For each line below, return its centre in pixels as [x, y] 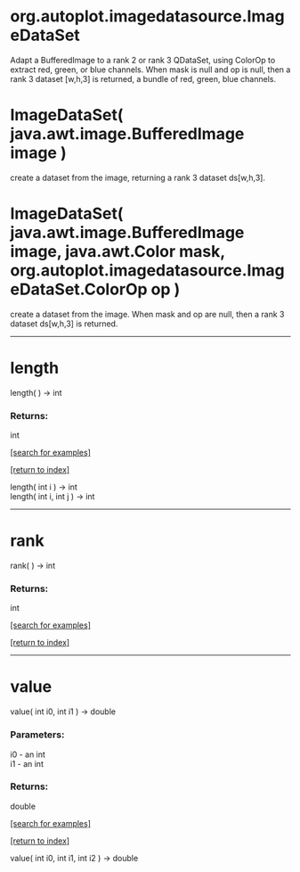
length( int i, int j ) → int [53, 497]
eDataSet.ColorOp [79, 289]
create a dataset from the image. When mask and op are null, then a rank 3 [147, 314]
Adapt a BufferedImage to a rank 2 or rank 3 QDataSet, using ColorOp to [143, 60]
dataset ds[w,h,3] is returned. [64, 324]
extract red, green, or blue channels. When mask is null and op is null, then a [150, 70]
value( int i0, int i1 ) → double [63, 712]
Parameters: [37, 735]
